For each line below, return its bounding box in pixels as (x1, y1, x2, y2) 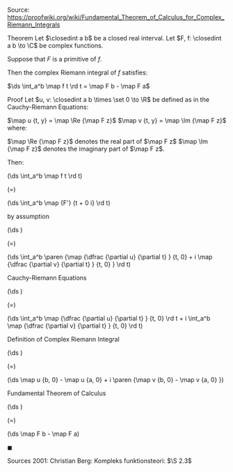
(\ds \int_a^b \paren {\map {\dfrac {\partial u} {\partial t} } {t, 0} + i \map (7, 253, 213, 261)
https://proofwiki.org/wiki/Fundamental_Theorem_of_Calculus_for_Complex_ (7, 13, 225, 22)
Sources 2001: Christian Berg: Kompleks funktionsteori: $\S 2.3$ (7, 457, 193, 465)
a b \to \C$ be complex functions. (7, 41, 104, 50)
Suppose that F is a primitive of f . (7, 55, 102, 63)
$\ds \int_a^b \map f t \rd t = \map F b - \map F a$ (7, 82, 150, 91)
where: (7, 124, 28, 132)
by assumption (7, 212, 50, 221)
